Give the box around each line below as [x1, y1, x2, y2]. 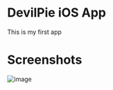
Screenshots [7, 52, 82, 68]
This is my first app [7, 28, 62, 36]
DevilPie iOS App [7, 5, 106, 21]
